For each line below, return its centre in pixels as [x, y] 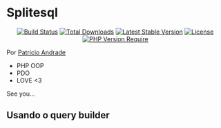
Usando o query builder [58, 115]
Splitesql [32, 13]
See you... [21, 94]
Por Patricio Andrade [36, 52]
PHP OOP [30, 65]
